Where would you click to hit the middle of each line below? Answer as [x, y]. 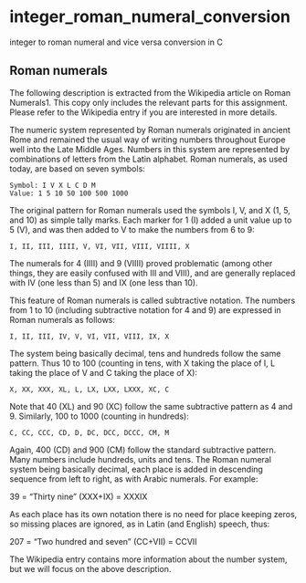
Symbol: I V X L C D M [53, 185]
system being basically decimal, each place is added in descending [136, 469]
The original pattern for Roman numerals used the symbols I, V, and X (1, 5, [150, 210]
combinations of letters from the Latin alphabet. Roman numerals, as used [148, 159]
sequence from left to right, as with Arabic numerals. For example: [134, 479]
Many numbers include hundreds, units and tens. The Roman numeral [141, 459]
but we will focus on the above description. [90, 568]
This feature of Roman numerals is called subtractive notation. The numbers [153, 300]
